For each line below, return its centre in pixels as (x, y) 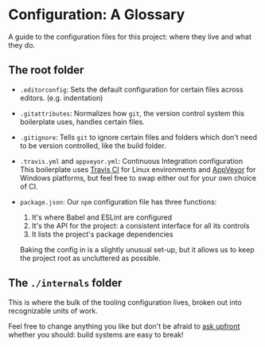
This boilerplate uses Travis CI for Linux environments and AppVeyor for (138, 170)
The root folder (46, 70)
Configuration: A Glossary (97, 15)
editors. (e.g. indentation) (61, 98)
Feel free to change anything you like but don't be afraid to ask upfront (124, 326)
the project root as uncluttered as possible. (90, 258)
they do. (22, 45)
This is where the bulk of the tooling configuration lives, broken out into (125, 302)
